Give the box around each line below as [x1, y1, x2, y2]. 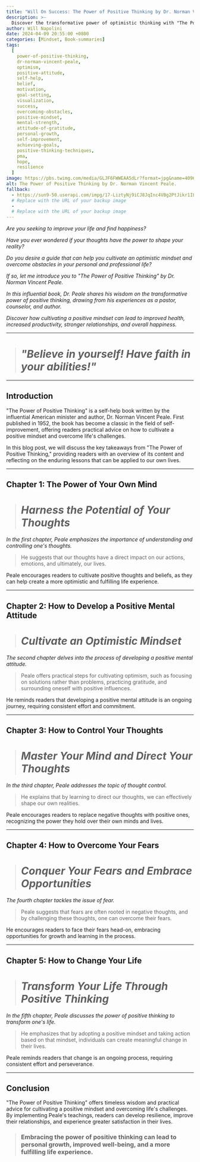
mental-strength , [17, 120, 60, 126]
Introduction [6, 391, 54, 401]
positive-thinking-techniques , [17, 147, 95, 153]
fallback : [6, 186, 31, 192]
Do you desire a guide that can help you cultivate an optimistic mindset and [6, 254, 192, 262]
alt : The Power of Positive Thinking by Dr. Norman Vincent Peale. [6, 181, 177, 187]
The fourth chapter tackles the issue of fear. [6, 897, 115, 904]
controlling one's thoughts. [6, 542, 73, 549]
